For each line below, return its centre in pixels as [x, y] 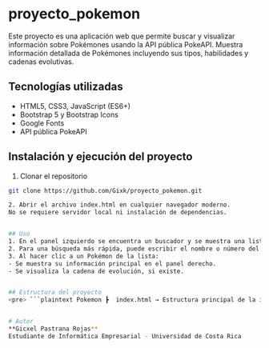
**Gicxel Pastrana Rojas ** [53, 329]
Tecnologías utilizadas [66, 87]
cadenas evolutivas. [41, 62]
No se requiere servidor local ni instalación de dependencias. [118, 213]
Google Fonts [42, 123]
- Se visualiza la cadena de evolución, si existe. [96, 271]
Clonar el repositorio [54, 176]
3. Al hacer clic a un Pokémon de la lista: [84, 256]
